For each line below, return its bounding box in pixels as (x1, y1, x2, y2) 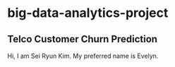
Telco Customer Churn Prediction (7, 33, 157, 45)
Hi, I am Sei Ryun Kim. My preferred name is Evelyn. (7, 51, 159, 60)
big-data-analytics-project (7, 5, 169, 21)
